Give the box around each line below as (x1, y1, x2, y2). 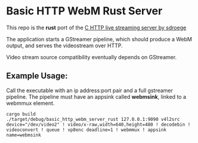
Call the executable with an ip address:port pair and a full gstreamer (6, 87, 173, 94)
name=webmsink (6, 132, 42, 138)
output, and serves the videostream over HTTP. (6, 42, 123, 49)
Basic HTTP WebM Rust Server (6, 4, 163, 18)
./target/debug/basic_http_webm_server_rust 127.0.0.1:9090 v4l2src (6, 116, 180, 122)
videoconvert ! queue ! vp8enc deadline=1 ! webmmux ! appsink (6, 127, 167, 133)
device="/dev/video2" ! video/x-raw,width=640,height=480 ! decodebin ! (6, 121, 191, 127)
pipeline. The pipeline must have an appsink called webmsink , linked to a (6, 93, 187, 100)
